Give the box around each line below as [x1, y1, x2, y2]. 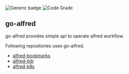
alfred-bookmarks [12, 52, 51, 58]
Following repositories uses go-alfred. [5, 43, 84, 49]
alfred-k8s [12, 63, 35, 69]
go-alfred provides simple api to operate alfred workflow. [5, 33, 124, 39]
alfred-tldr [12, 58, 34, 64]
